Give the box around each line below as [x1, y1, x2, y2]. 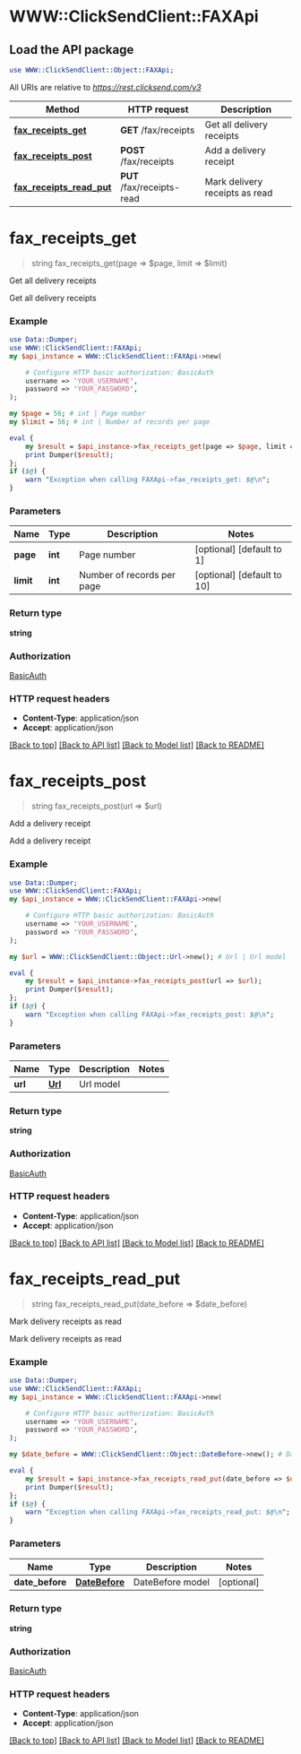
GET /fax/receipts [120, 124, 195, 136]
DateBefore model [133, 1576, 211, 1588]
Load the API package [9, 42, 134, 57]
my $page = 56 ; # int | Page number [9, 410, 146, 419]
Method [46, 103, 81, 116]
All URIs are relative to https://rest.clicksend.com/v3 [9, 82, 202, 92]
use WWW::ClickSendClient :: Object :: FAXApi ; [9, 65, 175, 74]
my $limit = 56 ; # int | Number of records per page [9, 418, 211, 427]
